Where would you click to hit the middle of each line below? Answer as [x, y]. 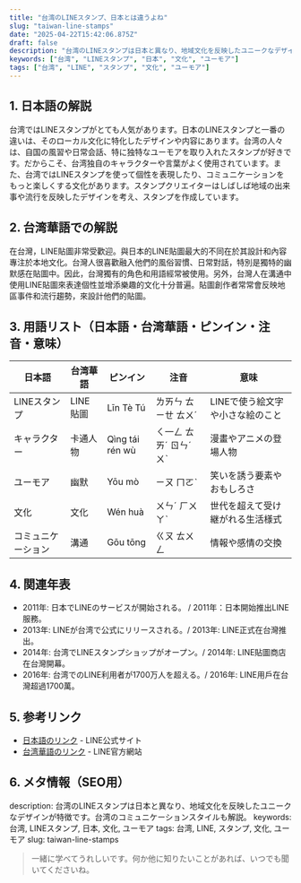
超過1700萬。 [55, 686]
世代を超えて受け [246, 506]
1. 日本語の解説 [51, 106]
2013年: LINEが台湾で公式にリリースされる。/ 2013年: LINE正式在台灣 [150, 630]
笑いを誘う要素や [246, 476]
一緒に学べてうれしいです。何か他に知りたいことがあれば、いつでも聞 [160, 858]
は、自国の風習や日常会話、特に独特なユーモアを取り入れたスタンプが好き [146, 151]
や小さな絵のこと [246, 415]
